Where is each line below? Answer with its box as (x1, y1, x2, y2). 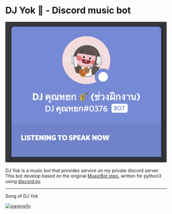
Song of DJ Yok (5, 193, 38, 199)
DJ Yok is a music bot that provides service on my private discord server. (5, 168, 160, 174)
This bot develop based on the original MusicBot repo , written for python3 (5, 173, 162, 179)
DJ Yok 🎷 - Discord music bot (5, 5, 131, 16)
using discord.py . (5, 178, 42, 184)
